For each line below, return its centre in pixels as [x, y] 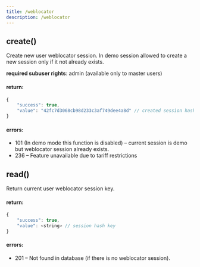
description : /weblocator [38, 17]
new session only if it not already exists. [55, 62]
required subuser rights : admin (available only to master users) [84, 73]
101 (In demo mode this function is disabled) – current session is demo [101, 143]
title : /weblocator [30, 12]
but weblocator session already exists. [62, 149]
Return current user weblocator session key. [60, 189]
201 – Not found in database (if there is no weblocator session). [93, 258]
